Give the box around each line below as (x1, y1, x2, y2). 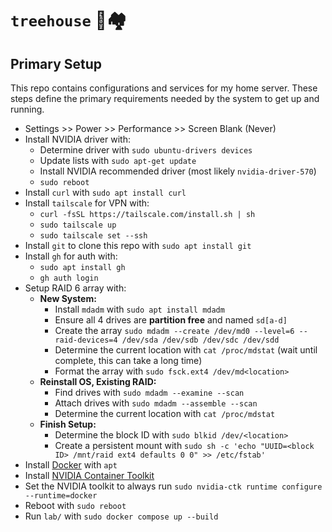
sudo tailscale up (39, 220, 117, 230)
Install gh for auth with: (24, 250, 118, 262)
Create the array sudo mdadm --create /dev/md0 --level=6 (54, 325, 295, 336)
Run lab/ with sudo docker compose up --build (24, 510, 219, 522)
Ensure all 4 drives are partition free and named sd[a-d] (54, 314, 288, 326)
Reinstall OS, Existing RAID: (39, 376, 157, 387)
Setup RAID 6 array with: (24, 282, 127, 294)
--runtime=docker (24, 491, 98, 501)
